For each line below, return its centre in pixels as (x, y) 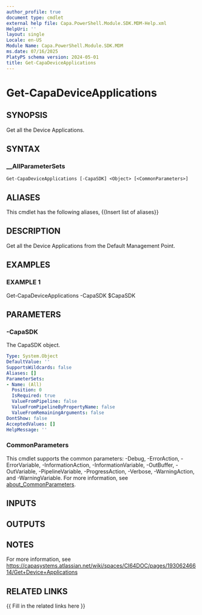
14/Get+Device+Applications (42, 572)
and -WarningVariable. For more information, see (67, 478)
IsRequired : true (34, 396)
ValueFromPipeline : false (45, 402)
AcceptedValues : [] (31, 424)
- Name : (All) (24, 384)
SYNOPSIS (27, 115)
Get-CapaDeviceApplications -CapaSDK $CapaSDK (71, 295)
